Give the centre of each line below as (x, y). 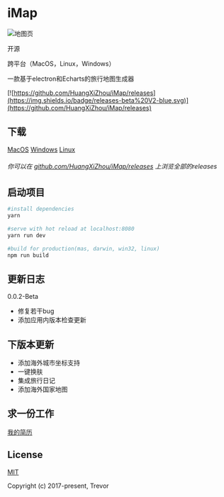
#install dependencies (41, 209)
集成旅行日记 (36, 381)
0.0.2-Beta (23, 297)
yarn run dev (27, 235)
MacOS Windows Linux (41, 149)
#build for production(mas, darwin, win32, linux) (84, 248)
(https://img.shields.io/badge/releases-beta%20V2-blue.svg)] (98, 100)
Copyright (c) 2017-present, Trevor (58, 486)
